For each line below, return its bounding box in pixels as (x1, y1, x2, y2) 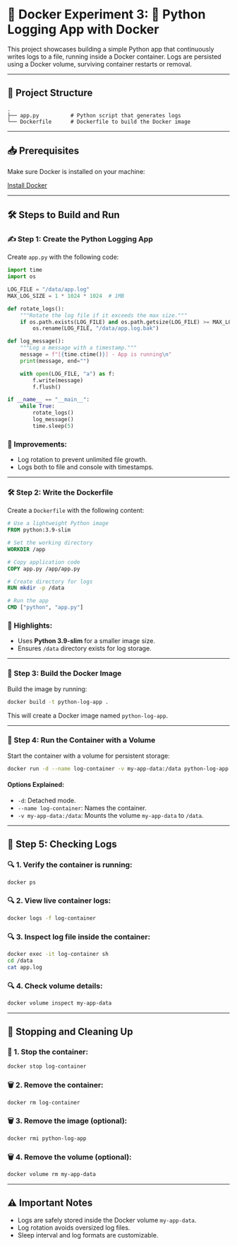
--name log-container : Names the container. (17, 803, 147, 812)
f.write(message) (32, 376, 83, 384)
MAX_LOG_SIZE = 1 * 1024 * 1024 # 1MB (7, 292, 125, 299)
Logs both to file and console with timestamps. (17, 463, 154, 471)
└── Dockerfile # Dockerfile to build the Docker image (7, 118, 191, 125)
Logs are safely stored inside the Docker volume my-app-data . (17, 1216, 197, 1224)
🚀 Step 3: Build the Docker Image (7, 669, 122, 679)
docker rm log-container (7, 1099, 80, 1106)
